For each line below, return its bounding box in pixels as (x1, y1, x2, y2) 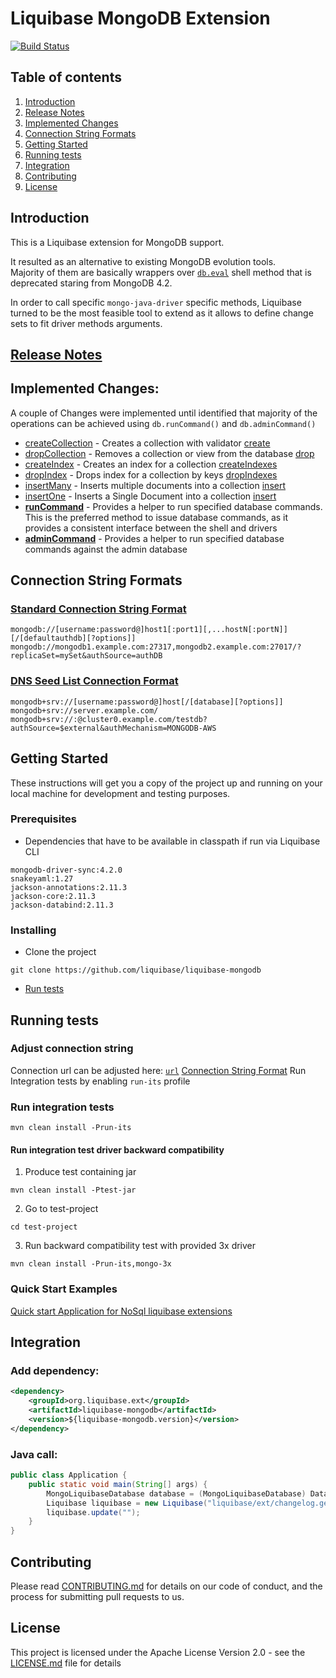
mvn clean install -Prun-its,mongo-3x (10, 1259, 172, 1269)
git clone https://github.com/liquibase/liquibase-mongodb (10, 965, 262, 976)
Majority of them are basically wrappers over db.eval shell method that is (10, 266, 312, 278)
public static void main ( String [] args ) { (28, 1479, 208, 1489)
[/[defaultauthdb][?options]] (10, 633, 137, 644)
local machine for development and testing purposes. (10, 787, 231, 799)
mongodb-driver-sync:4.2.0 (10, 865, 123, 875)
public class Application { (10, 1470, 128, 1480)
